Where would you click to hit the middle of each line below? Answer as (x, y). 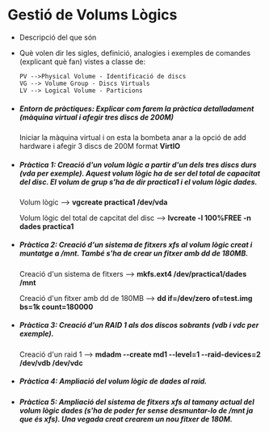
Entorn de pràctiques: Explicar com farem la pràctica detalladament (137, 108)
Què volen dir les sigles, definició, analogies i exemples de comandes (135, 53)
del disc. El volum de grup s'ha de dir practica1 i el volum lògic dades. (138, 182)
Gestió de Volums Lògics (92, 15)
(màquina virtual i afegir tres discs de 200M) (97, 117)
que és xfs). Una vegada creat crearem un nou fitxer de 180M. (126, 419)
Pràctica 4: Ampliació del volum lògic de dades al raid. (113, 381)
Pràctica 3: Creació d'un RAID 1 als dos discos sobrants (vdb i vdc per (139, 325)
